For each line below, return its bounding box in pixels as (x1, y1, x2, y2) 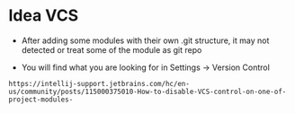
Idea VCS (8, 5, 79, 26)
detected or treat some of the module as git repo (21, 44, 202, 55)
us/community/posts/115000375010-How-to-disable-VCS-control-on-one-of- (8, 87, 287, 96)
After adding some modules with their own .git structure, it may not (21, 35, 270, 46)
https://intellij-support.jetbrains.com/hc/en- (8, 79, 191, 88)
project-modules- (8, 95, 74, 104)
